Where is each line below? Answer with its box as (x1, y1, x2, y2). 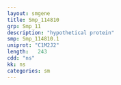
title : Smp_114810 (7, 16, 59, 23)
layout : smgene (7, 10, 51, 17)
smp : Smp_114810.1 (7, 36, 59, 42)
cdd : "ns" (7, 55, 36, 62)
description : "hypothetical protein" (7, 29, 115, 36)
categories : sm (7, 67, 51, 74)
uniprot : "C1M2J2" (7, 42, 59, 49)
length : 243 (7, 49, 48, 56)
